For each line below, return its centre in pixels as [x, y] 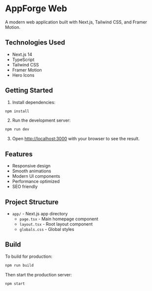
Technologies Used [35, 43]
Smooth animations [32, 171]
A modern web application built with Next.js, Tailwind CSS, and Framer [76, 22]
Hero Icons [23, 75]
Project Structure [32, 202]
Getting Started [29, 91]
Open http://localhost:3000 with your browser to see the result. [76, 139]
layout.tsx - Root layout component [56, 224]
